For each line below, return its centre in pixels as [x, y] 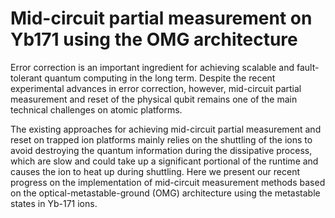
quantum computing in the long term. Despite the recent [160, 78]
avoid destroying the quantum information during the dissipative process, [161, 150]
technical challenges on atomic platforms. [96, 109]
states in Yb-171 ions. [54, 203]
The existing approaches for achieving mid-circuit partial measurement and [166, 129]
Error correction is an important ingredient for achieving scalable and [152, 67]
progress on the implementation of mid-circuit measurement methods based [168, 182]
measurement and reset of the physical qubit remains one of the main [154, 99]
